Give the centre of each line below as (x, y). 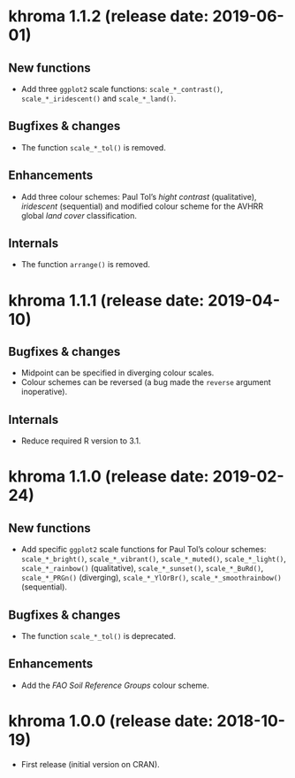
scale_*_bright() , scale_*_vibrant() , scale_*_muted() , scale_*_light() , (153, 558)
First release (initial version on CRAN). (90, 764)
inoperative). (44, 392)
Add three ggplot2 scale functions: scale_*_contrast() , (122, 89)
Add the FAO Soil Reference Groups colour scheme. (115, 685)
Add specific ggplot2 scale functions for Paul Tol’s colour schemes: (144, 550)
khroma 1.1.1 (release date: (106, 300)
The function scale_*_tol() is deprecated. (98, 636)
